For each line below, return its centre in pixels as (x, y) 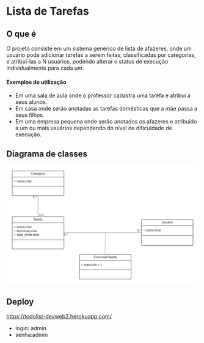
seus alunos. (31, 102)
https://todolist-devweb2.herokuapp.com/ (59, 317)
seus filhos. (30, 115)
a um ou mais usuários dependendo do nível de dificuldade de (93, 128)
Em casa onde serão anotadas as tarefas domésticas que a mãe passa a (106, 109)
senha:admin (31, 335)
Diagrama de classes (47, 154)
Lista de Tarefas (48, 11)
